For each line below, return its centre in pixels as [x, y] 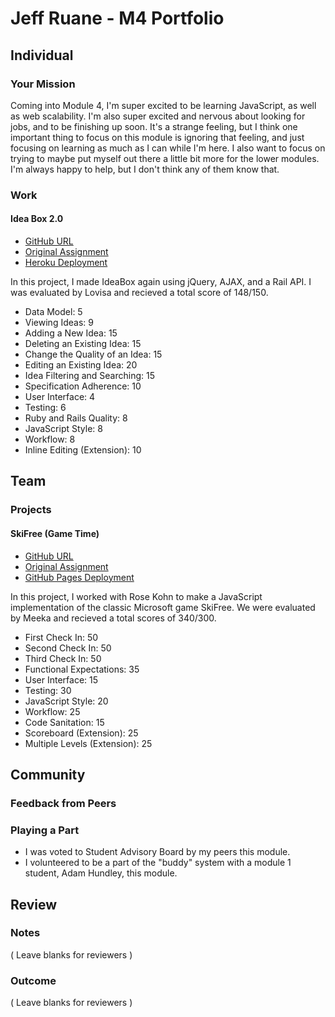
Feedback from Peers [63, 803]
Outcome [33, 980]
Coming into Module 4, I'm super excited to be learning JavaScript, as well [163, 105]
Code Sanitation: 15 [64, 722]
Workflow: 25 [52, 711]
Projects [31, 510]
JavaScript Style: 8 [63, 428]
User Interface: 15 [61, 679]
